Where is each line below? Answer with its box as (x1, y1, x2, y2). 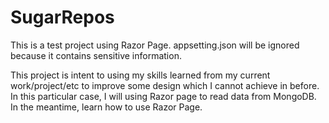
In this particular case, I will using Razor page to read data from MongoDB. (10, 90, 317, 102)
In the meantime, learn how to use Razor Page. (10, 101, 203, 113)
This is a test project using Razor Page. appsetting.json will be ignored (10, 39, 300, 51)
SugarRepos (10, 6, 115, 29)
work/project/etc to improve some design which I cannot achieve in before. (10, 79, 320, 91)
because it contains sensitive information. (10, 49, 182, 61)
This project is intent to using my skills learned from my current (10, 69, 271, 81)
